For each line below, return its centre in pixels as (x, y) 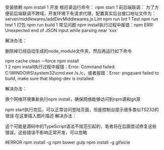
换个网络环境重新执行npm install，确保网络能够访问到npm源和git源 (73, 99)
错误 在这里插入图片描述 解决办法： (41, 116)
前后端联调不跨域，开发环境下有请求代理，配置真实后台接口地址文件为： (82, 13)
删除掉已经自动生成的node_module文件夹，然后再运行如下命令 (68, 51)
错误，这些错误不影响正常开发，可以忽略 (46, 132)
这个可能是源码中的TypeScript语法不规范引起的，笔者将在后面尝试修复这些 (81, 126)
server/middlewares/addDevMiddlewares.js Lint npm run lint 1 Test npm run (82, 19)
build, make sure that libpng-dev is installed (49, 78)
